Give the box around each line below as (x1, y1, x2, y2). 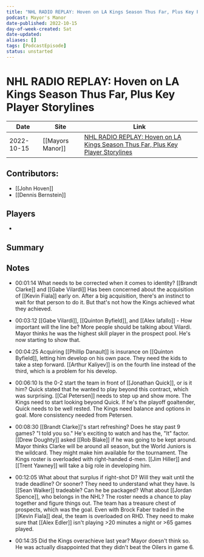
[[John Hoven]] (15, 185, 53, 192)
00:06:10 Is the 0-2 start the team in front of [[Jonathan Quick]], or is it (15, 379, 192, 386)
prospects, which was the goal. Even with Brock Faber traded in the (15, 505, 185, 513)
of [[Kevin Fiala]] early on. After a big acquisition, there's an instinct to (15, 292, 191, 299)
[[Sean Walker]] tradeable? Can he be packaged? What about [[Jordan (15, 487, 192, 494)
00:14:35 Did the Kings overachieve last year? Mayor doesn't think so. (15, 537, 190, 544)
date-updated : (6, 32, 42, 38)
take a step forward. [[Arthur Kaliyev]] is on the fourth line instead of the (15, 361, 196, 368)
